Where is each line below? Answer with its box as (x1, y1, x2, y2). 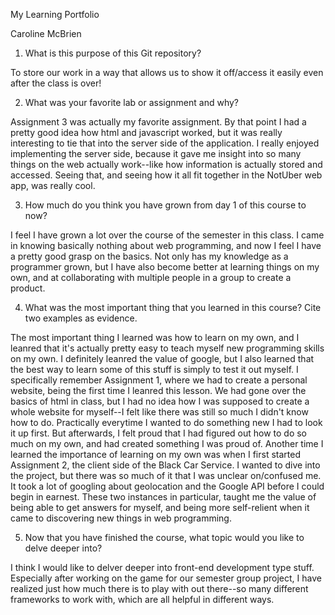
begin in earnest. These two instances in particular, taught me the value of (10, 491, 317, 503)
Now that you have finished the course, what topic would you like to (24, 532, 305, 543)
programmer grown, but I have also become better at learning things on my (10, 261, 320, 273)
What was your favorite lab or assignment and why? (24, 97, 239, 108)
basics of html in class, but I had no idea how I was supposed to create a (10, 395, 310, 407)
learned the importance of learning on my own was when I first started (10, 449, 301, 460)
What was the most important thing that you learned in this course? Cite (24, 302, 322, 313)
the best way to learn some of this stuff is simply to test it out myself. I (10, 364, 299, 375)
